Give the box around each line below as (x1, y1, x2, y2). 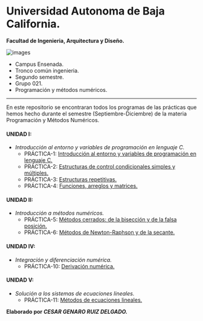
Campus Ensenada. (14, 60, 64, 68)
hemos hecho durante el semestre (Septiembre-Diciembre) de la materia (6, 110, 187, 117)
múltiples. (24, 169, 49, 177)
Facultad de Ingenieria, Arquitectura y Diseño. (6, 37, 125, 44)
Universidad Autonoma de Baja (6, 4, 165, 18)
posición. (24, 222, 47, 230)
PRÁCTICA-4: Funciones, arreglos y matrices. (24, 183, 138, 190)
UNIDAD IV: (6, 242, 36, 250)
